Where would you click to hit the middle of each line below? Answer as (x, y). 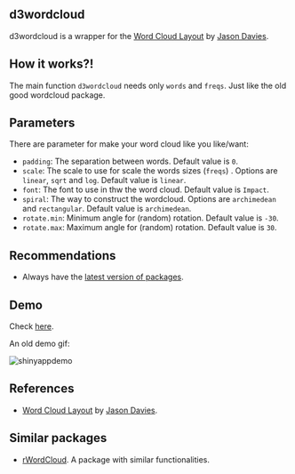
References (42, 389)
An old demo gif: (40, 344)
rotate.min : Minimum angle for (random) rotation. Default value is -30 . (150, 218)
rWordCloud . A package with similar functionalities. (116, 459)
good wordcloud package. (57, 95)
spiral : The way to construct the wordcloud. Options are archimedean (149, 199)
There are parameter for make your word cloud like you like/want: (129, 144)
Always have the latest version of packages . (103, 277)
